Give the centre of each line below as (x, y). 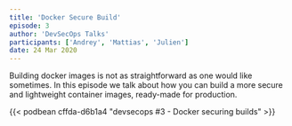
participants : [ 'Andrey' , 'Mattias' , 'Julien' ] (99, 42)
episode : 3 (29, 26)
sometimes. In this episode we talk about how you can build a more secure (146, 85)
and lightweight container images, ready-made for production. (123, 95)
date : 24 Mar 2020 (43, 51)
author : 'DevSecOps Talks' (59, 34)
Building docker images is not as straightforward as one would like (131, 75)
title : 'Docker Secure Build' (65, 17)
